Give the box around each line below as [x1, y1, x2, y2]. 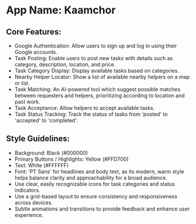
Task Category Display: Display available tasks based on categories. [14, 67, 180, 74]
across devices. [14, 199, 53, 206]
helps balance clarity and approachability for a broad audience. [14, 174, 168, 181]
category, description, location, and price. [14, 61, 116, 68]
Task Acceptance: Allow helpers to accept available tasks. [14, 105, 155, 111]
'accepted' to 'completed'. [14, 117, 78, 123]
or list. [14, 80, 30, 87]
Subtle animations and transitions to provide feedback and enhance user [14, 205, 190, 212]
